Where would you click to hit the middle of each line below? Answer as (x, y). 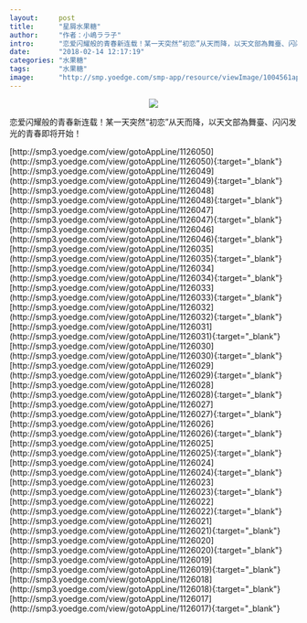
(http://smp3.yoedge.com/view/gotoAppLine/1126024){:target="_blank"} (146, 472)
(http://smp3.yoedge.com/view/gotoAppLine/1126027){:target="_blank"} (146, 414)
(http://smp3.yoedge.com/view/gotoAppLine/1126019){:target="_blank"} (145, 569)
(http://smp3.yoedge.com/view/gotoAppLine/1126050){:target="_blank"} (146, 161)
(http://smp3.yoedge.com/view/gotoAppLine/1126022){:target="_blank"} (146, 511)
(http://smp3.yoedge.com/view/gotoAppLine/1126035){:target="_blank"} (146, 258)
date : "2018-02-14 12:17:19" (77, 52)
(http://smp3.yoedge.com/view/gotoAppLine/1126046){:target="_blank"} (146, 239)
